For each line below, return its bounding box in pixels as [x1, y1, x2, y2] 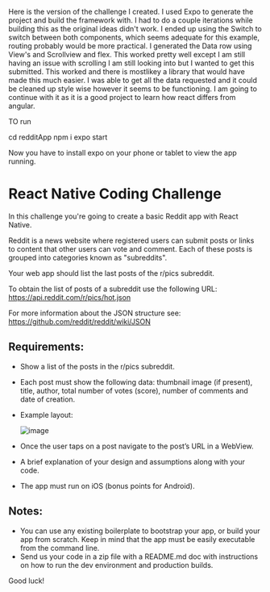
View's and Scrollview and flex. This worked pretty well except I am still [8, 50, 246, 59]
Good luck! [8, 576, 45, 586]
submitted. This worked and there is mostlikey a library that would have [8, 67, 246, 76]
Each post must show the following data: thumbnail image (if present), [19, 377, 253, 386]
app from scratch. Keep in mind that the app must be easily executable [19, 534, 255, 544]
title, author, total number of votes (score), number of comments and [19, 386, 248, 395]
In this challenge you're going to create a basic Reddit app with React [8, 211, 239, 221]
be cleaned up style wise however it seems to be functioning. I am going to [8, 84, 258, 94]
